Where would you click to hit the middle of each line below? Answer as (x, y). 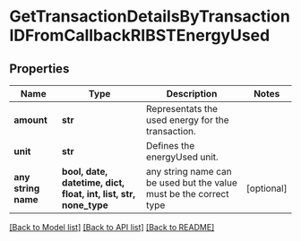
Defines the (171, 146)
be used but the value (192, 183)
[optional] (267, 188)
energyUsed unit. (183, 157)
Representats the (182, 109)
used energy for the (188, 120)
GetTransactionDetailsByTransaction (150, 17)
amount (30, 120)
